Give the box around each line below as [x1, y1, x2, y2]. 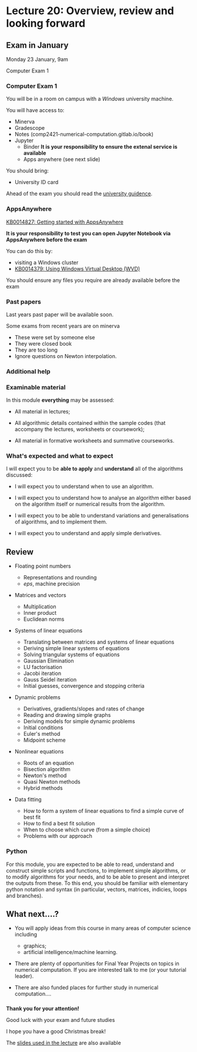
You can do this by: [6, 247, 53, 254]
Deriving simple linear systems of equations [23, 645, 130, 652]
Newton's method [23, 772, 67, 779]
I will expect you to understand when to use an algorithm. [14, 483, 154, 490]
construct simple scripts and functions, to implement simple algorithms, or [6, 867, 186, 874]
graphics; [23, 942, 47, 949]
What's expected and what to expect [6, 452, 113, 460]
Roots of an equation [23, 759, 75, 766]
